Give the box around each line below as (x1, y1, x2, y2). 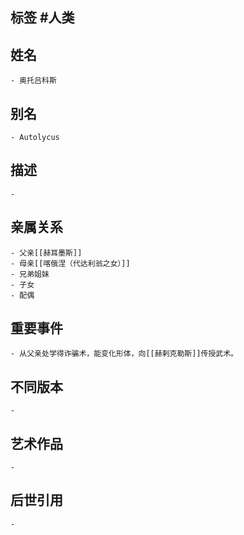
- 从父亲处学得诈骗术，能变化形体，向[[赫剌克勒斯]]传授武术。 (10, 349, 239, 359)
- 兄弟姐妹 (10, 269, 50, 279)
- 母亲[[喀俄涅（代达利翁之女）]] (10, 258, 131, 268)
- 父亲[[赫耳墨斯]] (10, 248, 83, 258)
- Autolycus (10, 133, 60, 143)
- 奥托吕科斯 (10, 76, 57, 86)
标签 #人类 (10, 9, 75, 27)
